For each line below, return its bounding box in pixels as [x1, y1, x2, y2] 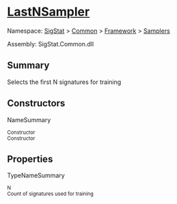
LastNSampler [7, 4, 90, 20]
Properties [7, 153, 53, 164]
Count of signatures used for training [7, 190, 94, 198]
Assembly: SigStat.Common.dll [7, 40, 94, 48]
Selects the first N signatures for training [7, 78, 122, 86]
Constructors [7, 98, 66, 109]
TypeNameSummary [7, 171, 65, 179]
